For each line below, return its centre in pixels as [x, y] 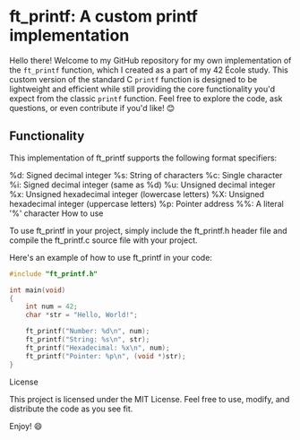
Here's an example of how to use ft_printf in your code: [111, 257]
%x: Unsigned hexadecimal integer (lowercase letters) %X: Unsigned [137, 194]
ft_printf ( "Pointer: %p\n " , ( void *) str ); [106, 356]
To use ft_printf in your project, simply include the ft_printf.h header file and [149, 230]
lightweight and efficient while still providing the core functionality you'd [142, 89]
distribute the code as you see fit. [71, 409]
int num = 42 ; [51, 306]
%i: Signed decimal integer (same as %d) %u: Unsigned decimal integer [142, 185]
